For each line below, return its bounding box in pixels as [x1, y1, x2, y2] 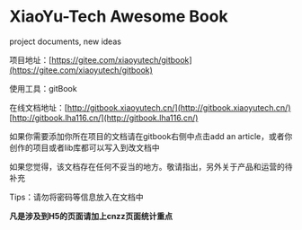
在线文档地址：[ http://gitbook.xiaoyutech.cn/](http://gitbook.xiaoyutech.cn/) [9, 102, 291, 113]
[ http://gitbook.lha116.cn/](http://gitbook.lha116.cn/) [9, 112, 199, 123]
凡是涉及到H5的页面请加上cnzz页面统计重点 [9, 210, 173, 221]
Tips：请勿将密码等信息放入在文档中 [9, 191, 144, 202]
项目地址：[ [9, 54, 52, 65]
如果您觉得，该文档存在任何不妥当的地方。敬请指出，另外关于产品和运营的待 [9, 161, 293, 172]
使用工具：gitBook [9, 83, 78, 93]
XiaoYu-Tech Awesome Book [9, 6, 228, 27]
